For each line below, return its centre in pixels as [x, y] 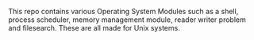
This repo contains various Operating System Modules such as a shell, [123, 11]
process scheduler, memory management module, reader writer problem [127, 20]
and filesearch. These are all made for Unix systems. [94, 28]
